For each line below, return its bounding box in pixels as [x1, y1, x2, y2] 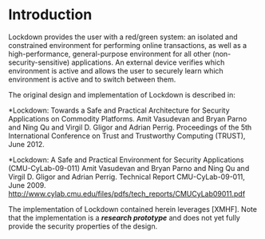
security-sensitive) [8, 58, 70, 67]
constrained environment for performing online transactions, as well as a [8, 40, 247, 50]
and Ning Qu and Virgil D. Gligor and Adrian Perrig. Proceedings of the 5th [8, 122, 252, 132]
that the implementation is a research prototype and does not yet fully [8, 213, 241, 222]
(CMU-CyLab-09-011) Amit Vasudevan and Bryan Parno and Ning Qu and [8, 163, 250, 173]
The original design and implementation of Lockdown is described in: [8, 90, 235, 99]
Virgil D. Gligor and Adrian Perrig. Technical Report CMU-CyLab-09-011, [8, 172, 246, 181]
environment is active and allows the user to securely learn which [8, 66, 223, 75]
